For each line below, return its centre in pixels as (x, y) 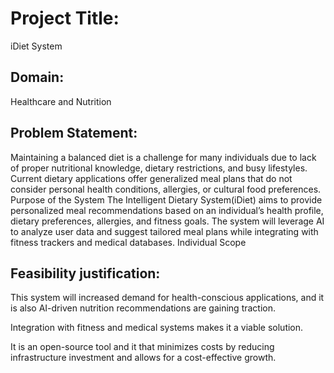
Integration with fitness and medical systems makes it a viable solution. (157, 328)
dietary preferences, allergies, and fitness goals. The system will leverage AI (167, 221)
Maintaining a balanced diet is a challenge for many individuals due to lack (163, 157)
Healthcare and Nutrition (61, 101)
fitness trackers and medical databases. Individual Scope (128, 242)
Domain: (37, 77)
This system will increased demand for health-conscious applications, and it (167, 298)
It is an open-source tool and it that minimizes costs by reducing (142, 347)
